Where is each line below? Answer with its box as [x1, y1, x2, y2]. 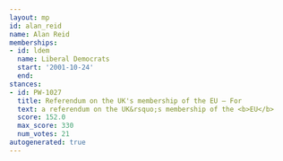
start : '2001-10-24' [17, 64, 94, 72]
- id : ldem [9, 47, 50, 55]
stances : [9, 80, 42, 89]
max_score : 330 [17, 122, 74, 131]
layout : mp [9, 13, 50, 22]
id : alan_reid [9, 21, 63, 30]
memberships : [9, 38, 58, 47]
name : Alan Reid [9, 30, 70, 38]
